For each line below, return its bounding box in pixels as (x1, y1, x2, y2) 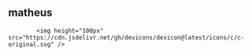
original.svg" (8, 40, 55, 48)
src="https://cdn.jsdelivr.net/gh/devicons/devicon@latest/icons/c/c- (8, 33, 245, 41)
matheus (8, 6, 53, 19)
